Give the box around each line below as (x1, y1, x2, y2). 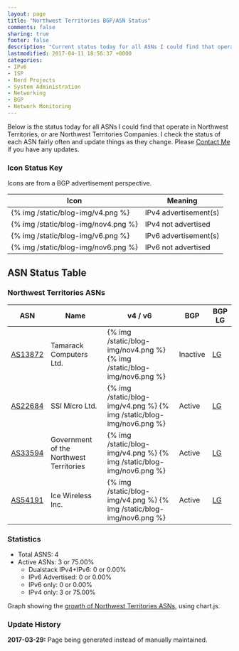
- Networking (7, 90, 46, 97)
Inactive (179, 349, 206, 359)
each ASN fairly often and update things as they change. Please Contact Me (7, 137, 230, 146)
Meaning (166, 196, 198, 206)
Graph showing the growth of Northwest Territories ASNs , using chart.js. (7, 602, 221, 610)
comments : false (7, 23, 55, 31)
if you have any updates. (7, 145, 80, 154)
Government (51, 434, 92, 444)
